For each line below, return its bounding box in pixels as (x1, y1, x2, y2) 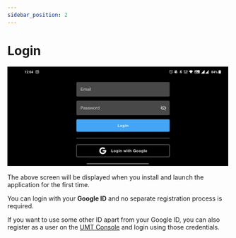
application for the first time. (7, 180, 90, 189)
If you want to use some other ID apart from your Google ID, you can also (7, 215, 220, 224)
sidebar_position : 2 (7, 11, 69, 18)
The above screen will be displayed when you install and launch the (7, 173, 204, 182)
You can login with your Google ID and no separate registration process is (7, 194, 223, 203)
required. (7, 201, 34, 210)
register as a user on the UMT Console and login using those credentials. (7, 222, 220, 231)
